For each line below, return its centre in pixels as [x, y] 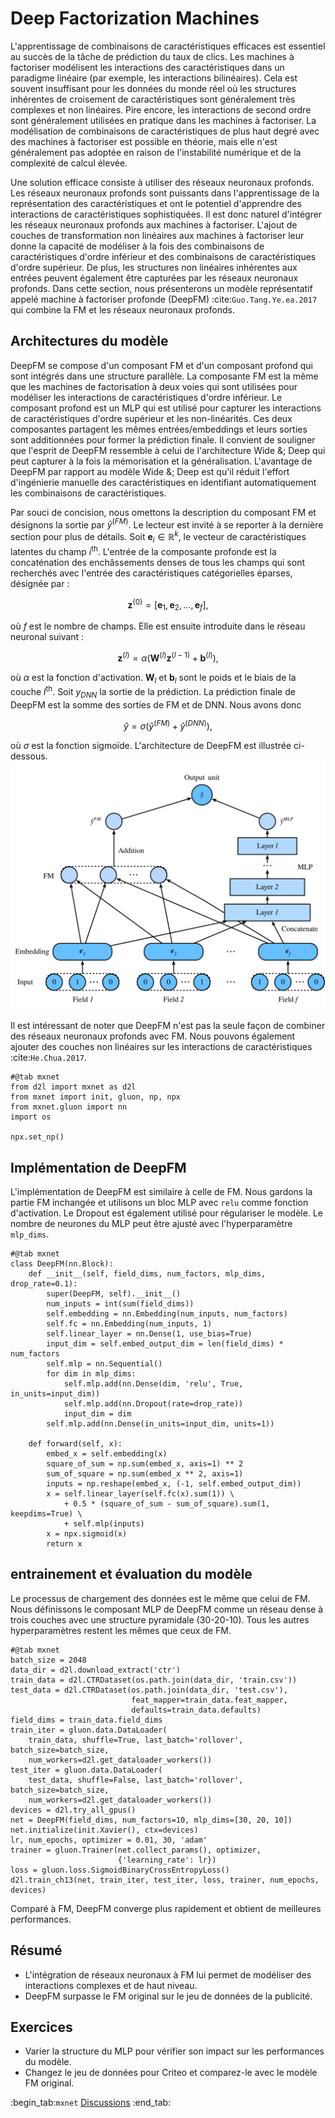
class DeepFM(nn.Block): [62, 1264]
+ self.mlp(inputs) [104, 1524]
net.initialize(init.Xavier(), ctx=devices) [104, 1830]
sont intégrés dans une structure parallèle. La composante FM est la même [164, 376]
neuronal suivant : [47, 636]
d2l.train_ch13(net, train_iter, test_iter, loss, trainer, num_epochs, [165, 1880]
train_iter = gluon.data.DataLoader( [89, 1730]
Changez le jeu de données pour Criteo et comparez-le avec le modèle [171, 2073]
